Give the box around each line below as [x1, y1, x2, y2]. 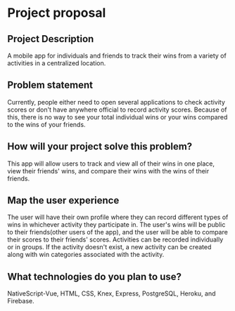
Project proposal [7, 5, 106, 21]
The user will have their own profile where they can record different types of [7, 213, 229, 222]
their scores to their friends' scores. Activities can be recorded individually [7, 235, 224, 244]
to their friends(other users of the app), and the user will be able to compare [7, 228, 229, 237]
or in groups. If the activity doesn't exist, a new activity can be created [7, 243, 212, 251]
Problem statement [7, 79, 94, 91]
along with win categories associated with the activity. [7, 251, 165, 259]
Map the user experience [7, 194, 120, 206]
